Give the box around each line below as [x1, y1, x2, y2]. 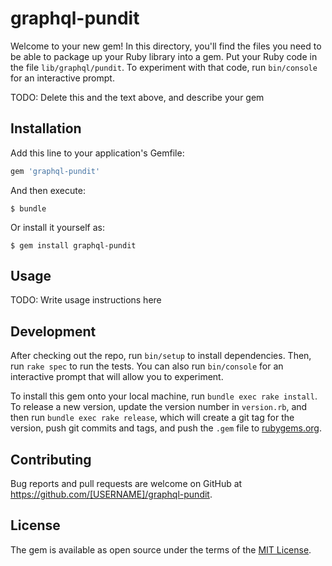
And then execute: [10, 184, 86, 196]
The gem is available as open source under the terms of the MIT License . [10, 543, 312, 556]
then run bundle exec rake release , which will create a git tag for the [10, 412, 295, 424]
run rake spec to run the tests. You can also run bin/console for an [10, 360, 284, 372]
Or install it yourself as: [10, 221, 105, 233]
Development [10, 323, 97, 340]
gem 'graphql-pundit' [10, 166, 101, 176]
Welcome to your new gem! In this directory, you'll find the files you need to [10, 40, 322, 52]
